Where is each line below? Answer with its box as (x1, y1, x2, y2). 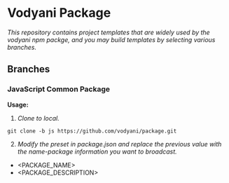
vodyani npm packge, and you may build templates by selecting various (7, 35, 216, 43)
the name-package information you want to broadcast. (17, 147, 177, 156)
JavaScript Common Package (7, 84, 111, 94)
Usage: (7, 100, 29, 109)
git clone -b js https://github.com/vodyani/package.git (7, 128, 177, 135)
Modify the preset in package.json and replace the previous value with (17, 140, 222, 148)
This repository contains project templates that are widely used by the (7, 28, 210, 36)
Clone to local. (17, 114, 60, 122)
